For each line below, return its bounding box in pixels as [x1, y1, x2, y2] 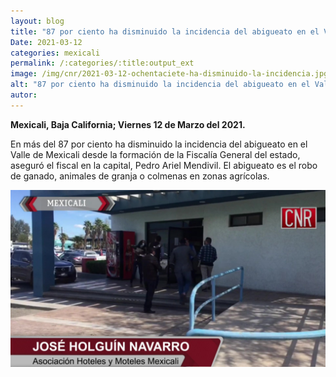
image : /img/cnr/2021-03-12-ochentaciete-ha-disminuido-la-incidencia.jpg [10, 69, 329, 79]
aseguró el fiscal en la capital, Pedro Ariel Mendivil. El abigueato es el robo [10, 159, 318, 171]
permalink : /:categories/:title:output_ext [10, 58, 195, 69]
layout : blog [10, 16, 65, 26]
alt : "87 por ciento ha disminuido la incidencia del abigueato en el [10, 80, 311, 90]
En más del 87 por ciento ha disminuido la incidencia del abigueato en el [10, 138, 308, 150]
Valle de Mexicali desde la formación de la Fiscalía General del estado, [10, 148, 301, 160]
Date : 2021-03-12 [10, 37, 83, 47]
